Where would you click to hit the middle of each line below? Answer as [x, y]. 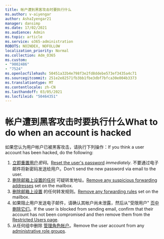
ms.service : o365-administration [39, 42]
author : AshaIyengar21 [28, 19]
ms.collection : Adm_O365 [30, 55]
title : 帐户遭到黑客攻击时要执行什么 [38, 10]
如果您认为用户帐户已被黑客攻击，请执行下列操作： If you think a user [75, 147]
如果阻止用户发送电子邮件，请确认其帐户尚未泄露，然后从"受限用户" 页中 [85, 203]
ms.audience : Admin [25, 32]
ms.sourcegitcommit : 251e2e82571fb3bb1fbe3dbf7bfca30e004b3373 [71, 78]
